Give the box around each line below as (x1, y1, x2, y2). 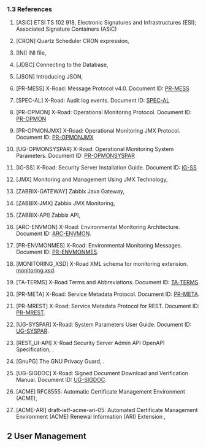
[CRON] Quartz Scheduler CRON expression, (15, 37, 129, 45)
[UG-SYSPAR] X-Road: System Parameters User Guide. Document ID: (15, 321, 192, 328)
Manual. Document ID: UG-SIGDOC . (15, 376, 107, 384)
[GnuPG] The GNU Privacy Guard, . (15, 358, 105, 365)
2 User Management (7, 430, 86, 441)
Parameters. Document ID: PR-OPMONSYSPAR (15, 152, 135, 160)
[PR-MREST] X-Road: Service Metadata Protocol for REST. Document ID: (15, 303, 200, 310)
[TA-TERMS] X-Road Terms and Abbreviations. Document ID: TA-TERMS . (15, 279, 200, 286)
